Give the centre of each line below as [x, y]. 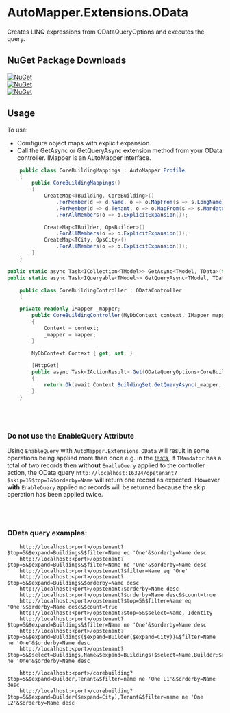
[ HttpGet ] [46, 366]
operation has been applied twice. [55, 494]
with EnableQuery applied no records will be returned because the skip [106, 487]
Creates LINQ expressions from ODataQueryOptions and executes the [106, 32]
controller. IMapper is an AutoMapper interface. [84, 157]
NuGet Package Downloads [67, 61]
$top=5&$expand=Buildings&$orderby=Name [66, 583]
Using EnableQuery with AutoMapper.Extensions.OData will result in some [108, 450]
